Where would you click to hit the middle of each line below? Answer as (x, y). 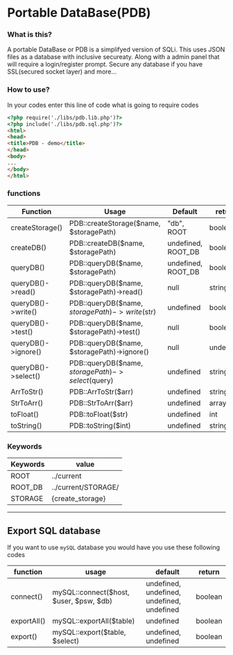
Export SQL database (54, 530)
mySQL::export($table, (89, 632)
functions (24, 194)
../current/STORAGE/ (85, 488)
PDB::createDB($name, (107, 243)
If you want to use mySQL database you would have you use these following (114, 547)
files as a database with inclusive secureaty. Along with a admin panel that (113, 57)
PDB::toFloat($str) (98, 414)
